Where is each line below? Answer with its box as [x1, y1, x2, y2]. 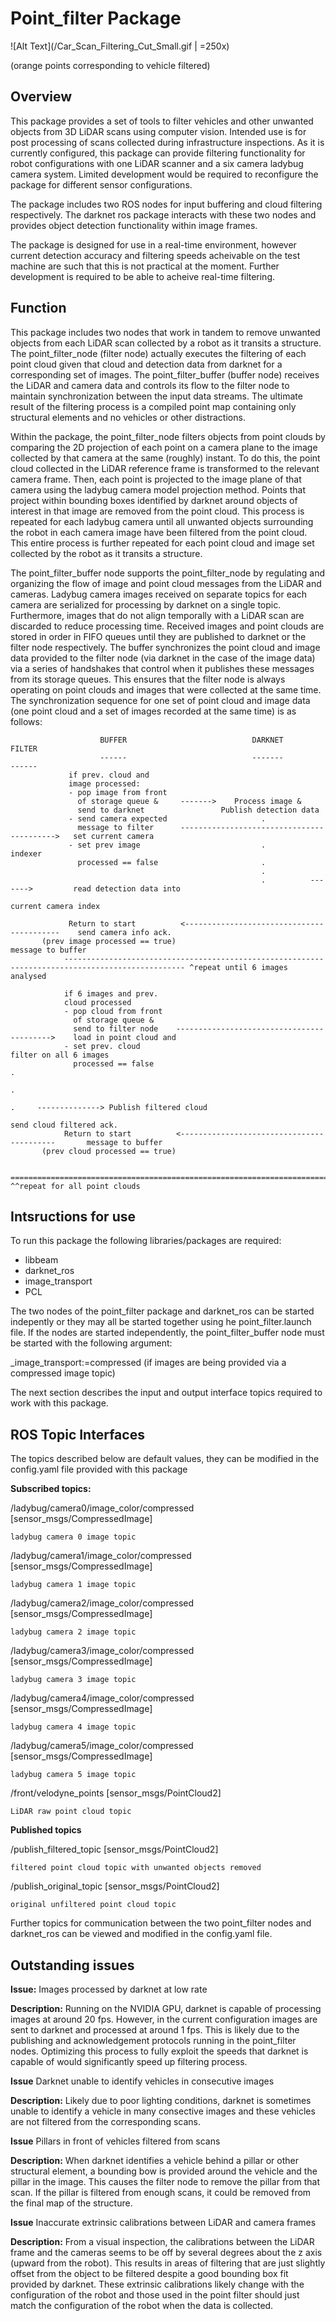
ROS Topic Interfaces [10, 1426, 145, 1443]
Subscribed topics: [10, 1483, 92, 1495]
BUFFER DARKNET [99, 735, 284, 745]
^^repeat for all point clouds [10, 1181, 141, 1191]
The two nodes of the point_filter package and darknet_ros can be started [10, 1305, 315, 1317]
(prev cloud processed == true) [41, 1146, 177, 1156]
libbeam [24, 1254, 59, 1266]
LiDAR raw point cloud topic [10, 1807, 132, 1817]
